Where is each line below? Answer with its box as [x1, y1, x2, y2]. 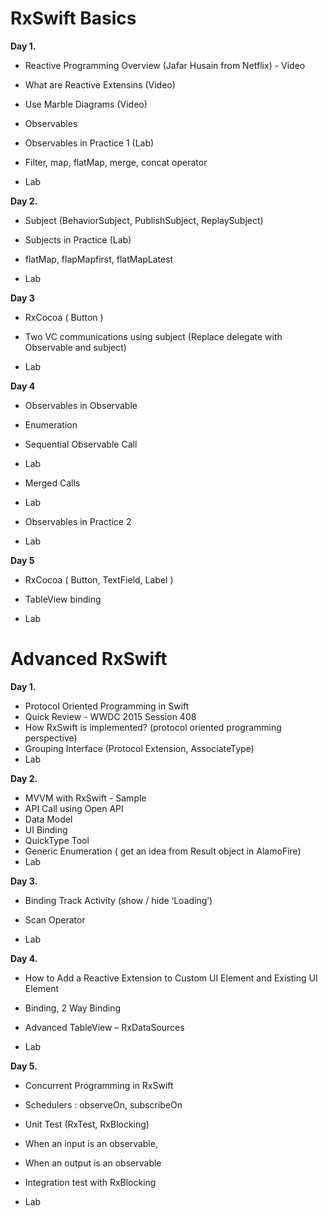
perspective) [24, 732, 78, 744]
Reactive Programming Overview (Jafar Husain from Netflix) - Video [24, 59, 306, 71]
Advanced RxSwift [10, 648, 168, 671]
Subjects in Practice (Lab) [24, 233, 132, 246]
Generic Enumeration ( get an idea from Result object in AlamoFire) [24, 845, 302, 857]
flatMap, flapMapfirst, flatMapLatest [24, 253, 174, 265]
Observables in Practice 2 [24, 515, 132, 527]
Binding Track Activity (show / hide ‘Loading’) [24, 894, 213, 906]
